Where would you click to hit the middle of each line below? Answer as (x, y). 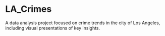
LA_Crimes (29, 9)
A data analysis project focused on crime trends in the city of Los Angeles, (83, 23)
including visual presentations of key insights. (53, 28)
